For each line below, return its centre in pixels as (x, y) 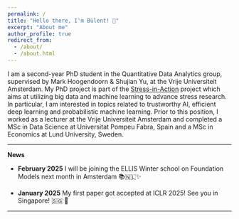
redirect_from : (30, 41)
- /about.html (34, 54)
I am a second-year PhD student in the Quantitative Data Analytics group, (115, 74)
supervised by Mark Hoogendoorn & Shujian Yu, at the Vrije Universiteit (112, 81)
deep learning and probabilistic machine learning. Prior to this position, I (113, 112)
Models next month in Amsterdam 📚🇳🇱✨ (79, 176)
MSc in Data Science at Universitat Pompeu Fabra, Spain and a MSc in (110, 127)
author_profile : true (39, 34)
